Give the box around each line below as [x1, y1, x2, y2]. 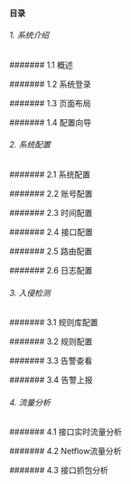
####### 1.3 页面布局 [9, 98, 91, 108]
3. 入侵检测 [9, 287, 51, 298]
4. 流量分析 [9, 396, 51, 407]
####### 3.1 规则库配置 [9, 317, 98, 328]
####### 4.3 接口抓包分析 [9, 465, 108, 476]
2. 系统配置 [9, 139, 51, 150]
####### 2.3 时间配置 [9, 208, 93, 218]
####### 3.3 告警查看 [9, 356, 93, 367]
